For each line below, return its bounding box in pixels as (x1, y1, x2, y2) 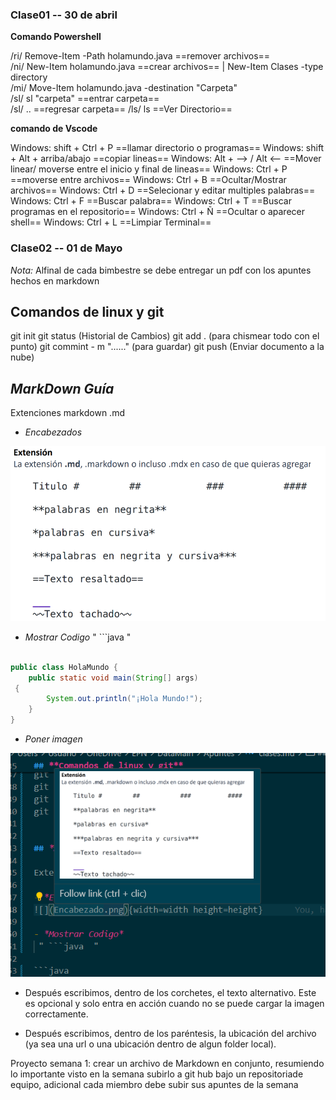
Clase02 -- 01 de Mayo (10, 241, 123, 255)
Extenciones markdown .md (10, 407, 125, 419)
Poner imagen (24, 733, 83, 745)
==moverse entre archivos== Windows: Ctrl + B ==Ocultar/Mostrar (10, 174, 287, 186)
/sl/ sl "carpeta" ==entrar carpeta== (10, 93, 160, 105)
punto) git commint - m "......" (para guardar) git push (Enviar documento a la (10, 341, 325, 353)
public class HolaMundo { (10, 662, 118, 672)
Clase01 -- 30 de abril (10, 8, 118, 22)
